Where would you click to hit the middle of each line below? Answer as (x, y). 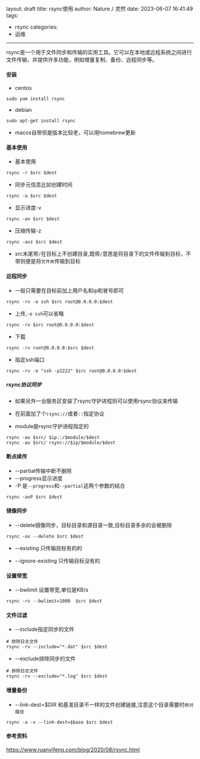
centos (23, 88)
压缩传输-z (28, 231)
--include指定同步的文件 (44, 629)
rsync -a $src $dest (32, 196)
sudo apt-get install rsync (41, 121)
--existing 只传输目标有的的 (48, 548)
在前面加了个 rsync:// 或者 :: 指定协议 (60, 413)
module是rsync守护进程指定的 (52, 426)
